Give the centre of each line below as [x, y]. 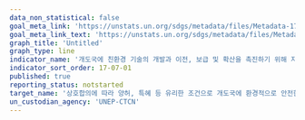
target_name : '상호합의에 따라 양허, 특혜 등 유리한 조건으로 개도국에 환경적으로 [143, 93]
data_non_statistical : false [64, 18]
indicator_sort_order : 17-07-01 [70, 69]
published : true [40, 77]
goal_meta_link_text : [50, 34]
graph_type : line [42, 51]
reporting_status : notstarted [67, 85]
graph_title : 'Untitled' [56, 43]
